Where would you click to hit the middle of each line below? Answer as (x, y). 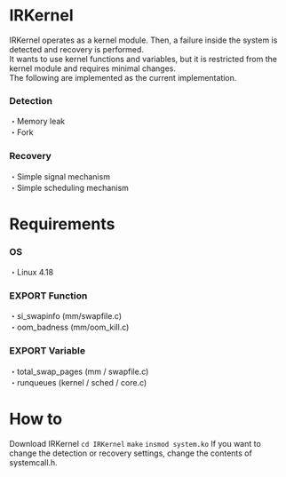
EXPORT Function (48, 296)
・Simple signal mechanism (60, 176)
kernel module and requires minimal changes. (92, 68)
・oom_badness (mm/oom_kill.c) (69, 327)
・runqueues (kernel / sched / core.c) (78, 382)
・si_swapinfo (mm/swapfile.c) (66, 316)
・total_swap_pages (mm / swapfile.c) (79, 371)
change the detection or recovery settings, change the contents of (131, 453)
